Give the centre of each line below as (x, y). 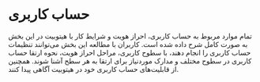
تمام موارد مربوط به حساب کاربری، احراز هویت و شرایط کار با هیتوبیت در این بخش (130, 36)
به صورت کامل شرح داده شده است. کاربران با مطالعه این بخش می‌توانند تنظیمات (128, 44)
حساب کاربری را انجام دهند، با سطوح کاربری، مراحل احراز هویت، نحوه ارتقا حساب (130, 52)
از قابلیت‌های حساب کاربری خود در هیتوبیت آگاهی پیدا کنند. (94, 69)
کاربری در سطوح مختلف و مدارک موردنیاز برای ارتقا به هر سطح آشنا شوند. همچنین (130, 61)
